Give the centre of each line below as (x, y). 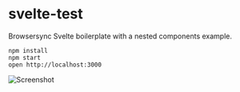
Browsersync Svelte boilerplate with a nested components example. (120, 36)
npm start (25, 58)
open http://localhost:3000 (55, 65)
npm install (28, 50)
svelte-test (46, 14)
